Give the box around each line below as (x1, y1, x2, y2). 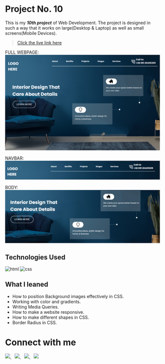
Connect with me (5, 337, 76, 348)
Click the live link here (17, 39, 62, 45)
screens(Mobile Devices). (5, 30, 57, 36)
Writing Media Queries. (12, 304, 59, 310)
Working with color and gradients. (12, 298, 81, 304)
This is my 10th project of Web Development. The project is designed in (5, 20, 151, 26)
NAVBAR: (5, 155, 24, 161)
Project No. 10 (5, 3, 63, 15)
